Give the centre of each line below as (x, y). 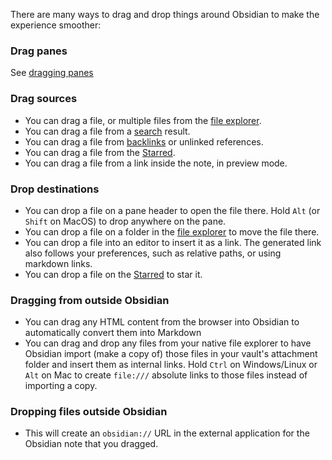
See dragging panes (52, 73)
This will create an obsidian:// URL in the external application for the (167, 433)
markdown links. (58, 263)
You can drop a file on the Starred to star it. (113, 274)
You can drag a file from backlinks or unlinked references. (144, 141)
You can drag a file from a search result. (107, 131)
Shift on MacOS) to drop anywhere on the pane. (125, 221)
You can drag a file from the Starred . (100, 152)
